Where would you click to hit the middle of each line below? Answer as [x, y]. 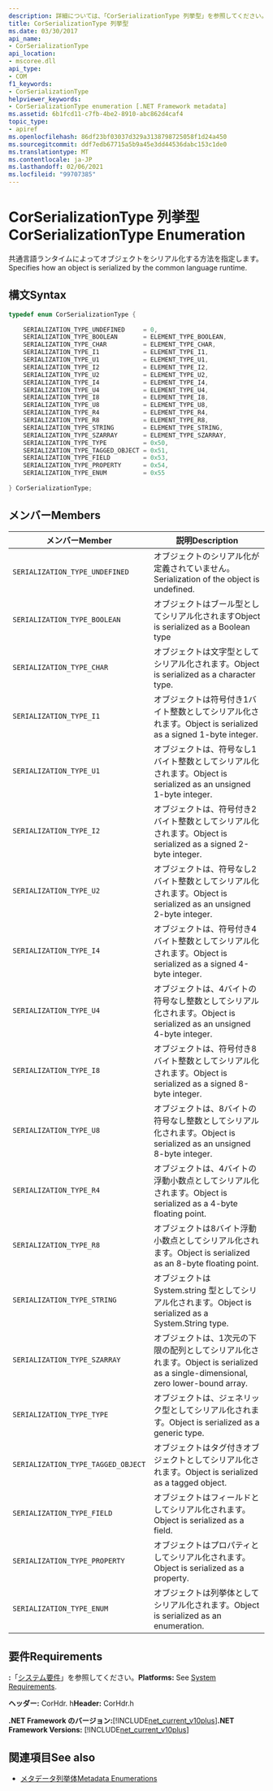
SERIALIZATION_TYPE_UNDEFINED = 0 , [91, 330]
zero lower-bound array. [200, 1383]
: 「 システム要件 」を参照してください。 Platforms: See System [113, 1677]
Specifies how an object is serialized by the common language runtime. [128, 267]
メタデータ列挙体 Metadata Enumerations [89, 1779]
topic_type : [28, 122]
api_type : [25, 69]
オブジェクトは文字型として [206, 651]
